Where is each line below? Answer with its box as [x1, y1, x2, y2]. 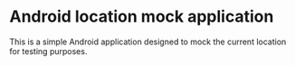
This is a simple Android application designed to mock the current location [9, 36, 287, 47]
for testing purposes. [9, 45, 88, 56]
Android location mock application [9, 6, 274, 27]
